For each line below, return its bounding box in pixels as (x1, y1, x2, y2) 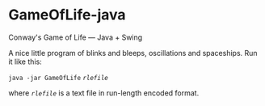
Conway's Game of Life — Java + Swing (8, 32, 143, 42)
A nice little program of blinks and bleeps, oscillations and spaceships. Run (8, 48, 258, 57)
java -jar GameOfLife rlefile (8, 74, 109, 82)
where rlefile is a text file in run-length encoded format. (8, 87, 200, 98)
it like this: (8, 57, 42, 66)
